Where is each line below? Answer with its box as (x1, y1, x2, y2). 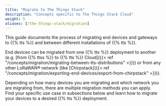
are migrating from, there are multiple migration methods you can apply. (5, 85, 152, 91)
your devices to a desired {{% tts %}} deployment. (5, 96, 108, 102)
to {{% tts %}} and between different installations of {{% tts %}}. (5, 40, 137, 46)
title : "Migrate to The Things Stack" (5, 7, 85, 12)
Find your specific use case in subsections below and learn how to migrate (5, 90, 158, 96)
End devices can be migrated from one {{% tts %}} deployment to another (5, 49, 157, 55)
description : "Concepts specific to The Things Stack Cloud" (5, 12, 134, 17)
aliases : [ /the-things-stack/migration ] (5, 21, 90, 26)
